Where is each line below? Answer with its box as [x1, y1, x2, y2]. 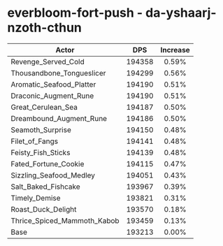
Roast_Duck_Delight [10, 204, 77, 214]
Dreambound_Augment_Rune [10, 113, 107, 123]
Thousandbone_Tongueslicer [10, 68, 106, 78]
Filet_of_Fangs [10, 136, 58, 146]
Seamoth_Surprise [10, 124, 71, 134]
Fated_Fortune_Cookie [10, 159, 85, 168]
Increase [160, 45, 190, 55]
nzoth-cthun [7, 20, 82, 36]
